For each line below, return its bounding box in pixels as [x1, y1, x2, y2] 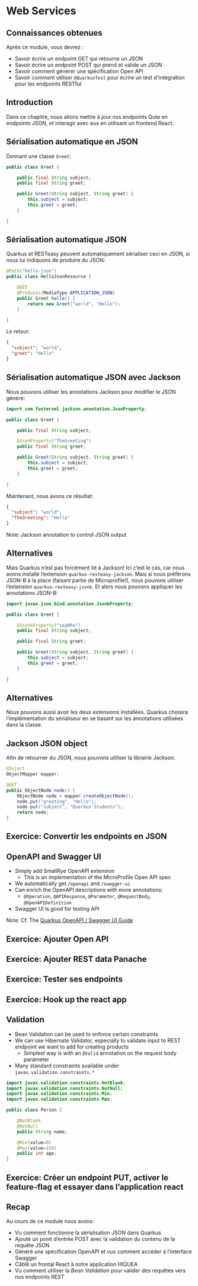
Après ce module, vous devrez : [6, 43, 84, 50]
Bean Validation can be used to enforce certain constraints [14, 1030, 158, 1037]
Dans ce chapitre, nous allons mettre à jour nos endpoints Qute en [6, 113, 168, 120]
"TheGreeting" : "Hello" [11, 515, 70, 521]
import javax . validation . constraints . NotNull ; [6, 1085, 123, 1091]
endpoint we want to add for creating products [14, 1043, 129, 1050]
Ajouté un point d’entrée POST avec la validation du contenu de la [14, 1236, 175, 1243]
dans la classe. [6, 721, 43, 728]
